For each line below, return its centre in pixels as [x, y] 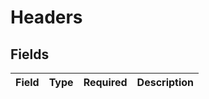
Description [165, 82]
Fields [30, 54]
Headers [46, 17]
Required [105, 82]
